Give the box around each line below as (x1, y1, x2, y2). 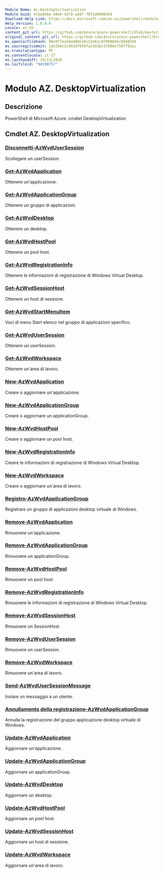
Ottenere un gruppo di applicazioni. (5, 202, 77, 208)
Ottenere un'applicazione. (5, 179, 57, 185)
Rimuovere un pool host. (5, 577, 54, 583)
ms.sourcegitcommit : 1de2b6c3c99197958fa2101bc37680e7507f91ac (5, 44, 137, 49)
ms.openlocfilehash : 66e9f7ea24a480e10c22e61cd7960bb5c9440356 (5, 39, 137, 44)
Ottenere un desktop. (5, 226, 48, 231)
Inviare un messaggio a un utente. (5, 693, 73, 699)
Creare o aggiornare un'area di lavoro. (5, 483, 82, 488)
